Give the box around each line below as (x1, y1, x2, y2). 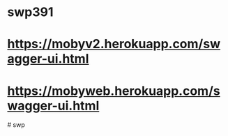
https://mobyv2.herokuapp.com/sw (7, 36, 221, 52)
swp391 (7, 4, 54, 20)
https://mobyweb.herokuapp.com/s (7, 83, 221, 98)
